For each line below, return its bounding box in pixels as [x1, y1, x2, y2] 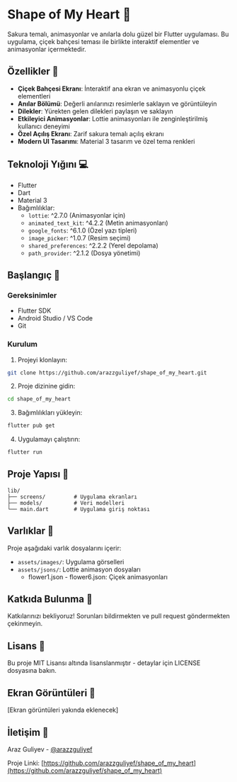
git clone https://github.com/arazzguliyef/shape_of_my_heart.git [7, 369, 207, 376]
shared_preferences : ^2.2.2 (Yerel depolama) [28, 241, 159, 250]
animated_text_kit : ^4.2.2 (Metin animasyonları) [28, 218, 168, 227]
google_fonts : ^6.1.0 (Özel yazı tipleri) [28, 226, 137, 235]
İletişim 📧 [7, 726, 49, 738]
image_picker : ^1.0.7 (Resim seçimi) [28, 233, 131, 242]
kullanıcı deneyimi [17, 122, 71, 130]
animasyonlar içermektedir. [7, 45, 86, 53]
